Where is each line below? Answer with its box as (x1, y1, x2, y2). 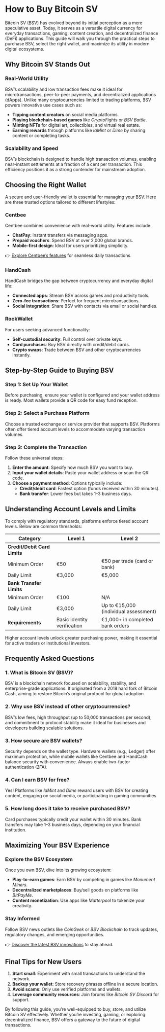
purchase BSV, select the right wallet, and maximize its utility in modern (5, 40, 150, 46)
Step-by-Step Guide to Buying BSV (5, 366, 114, 375)
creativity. (12, 903, 33, 909)
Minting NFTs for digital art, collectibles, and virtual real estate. (12, 122, 140, 128)
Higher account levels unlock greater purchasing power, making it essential (5, 635, 158, 641)
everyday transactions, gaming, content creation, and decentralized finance (5, 30, 159, 36)
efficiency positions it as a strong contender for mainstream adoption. (5, 166, 146, 172)
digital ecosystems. (5, 46, 45, 52)
